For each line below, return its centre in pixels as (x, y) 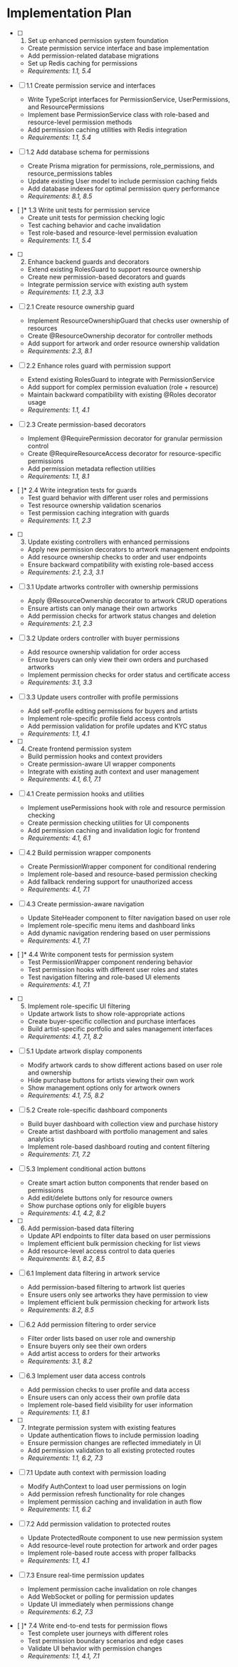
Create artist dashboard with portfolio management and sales (118, 1131)
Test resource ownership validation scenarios (94, 505)
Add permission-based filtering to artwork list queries (107, 1287)
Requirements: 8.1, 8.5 (60, 196)
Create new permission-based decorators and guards (107, 277)
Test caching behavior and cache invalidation (94, 225)
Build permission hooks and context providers (95, 756)
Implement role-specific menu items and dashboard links (111, 925)
